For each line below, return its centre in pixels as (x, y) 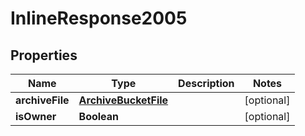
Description (206, 83)
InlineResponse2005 (99, 18)
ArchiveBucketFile (123, 100)
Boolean (99, 116)
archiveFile (42, 100)
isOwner (36, 116)
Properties (44, 55)
